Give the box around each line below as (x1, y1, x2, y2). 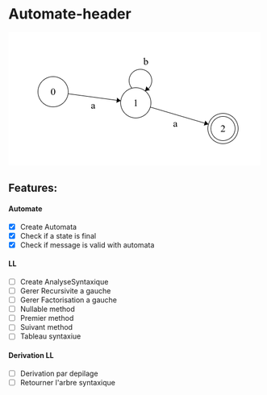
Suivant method (19, 322, 73, 332)
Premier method (19, 314, 74, 323)
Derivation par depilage (19, 368, 98, 378)
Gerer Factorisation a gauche (19, 295, 118, 305)
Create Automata (19, 222, 77, 231)
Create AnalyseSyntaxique (19, 276, 109, 286)
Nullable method (19, 304, 75, 314)
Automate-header (8, 5, 131, 23)
